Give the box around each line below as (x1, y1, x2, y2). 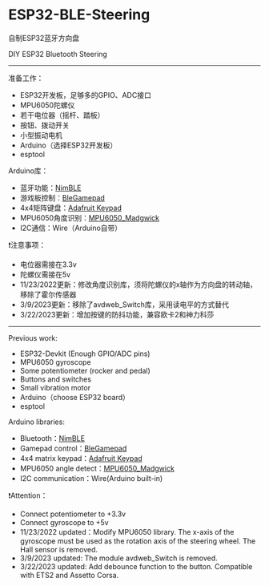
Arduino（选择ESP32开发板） (19, 140, 118, 150)
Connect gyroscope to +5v (19, 517, 110, 527)
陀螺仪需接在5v (19, 269, 70, 279)
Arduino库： (8, 166, 49, 176)
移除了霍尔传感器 (19, 289, 77, 299)
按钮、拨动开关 (19, 120, 70, 130)
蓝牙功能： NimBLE (19, 183, 82, 192)
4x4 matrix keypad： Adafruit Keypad (19, 453, 143, 463)
